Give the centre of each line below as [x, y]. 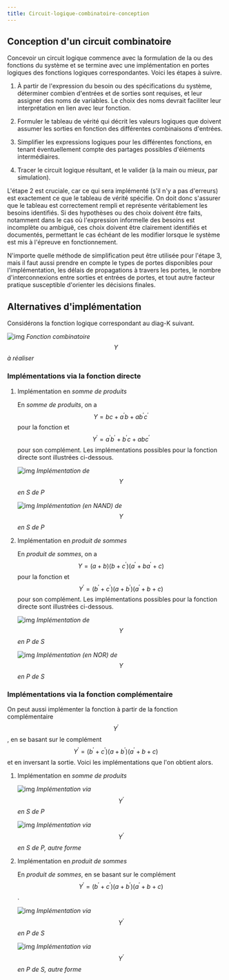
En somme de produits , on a [57, 404]
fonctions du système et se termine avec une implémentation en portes [108, 66]
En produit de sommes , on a [57, 553]
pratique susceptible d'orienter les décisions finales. [81, 285]
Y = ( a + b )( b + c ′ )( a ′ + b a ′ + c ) [121, 565]
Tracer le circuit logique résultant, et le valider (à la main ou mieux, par [117, 170]
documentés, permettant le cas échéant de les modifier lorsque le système [114, 235]
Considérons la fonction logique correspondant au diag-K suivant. [101, 323]
